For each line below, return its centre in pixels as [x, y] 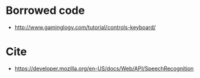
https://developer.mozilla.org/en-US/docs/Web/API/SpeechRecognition [104, 68]
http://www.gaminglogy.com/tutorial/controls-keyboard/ [85, 27]
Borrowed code [45, 11]
